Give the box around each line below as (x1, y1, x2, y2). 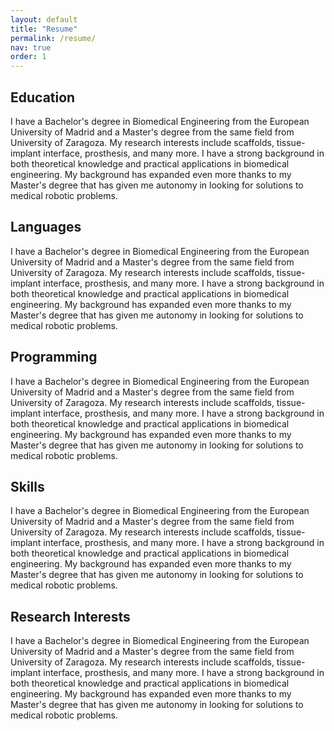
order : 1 (10, 52, 47, 62)
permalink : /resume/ (10, 33, 97, 43)
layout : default (10, 14, 78, 25)
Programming (10, 349, 98, 366)
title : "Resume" (10, 24, 78, 34)
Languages (10, 219, 82, 236)
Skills (10, 478, 45, 495)
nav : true (10, 42, 52, 53)
